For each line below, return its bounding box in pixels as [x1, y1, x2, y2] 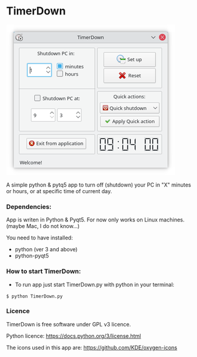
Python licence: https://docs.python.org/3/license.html [6, 332, 141, 340]
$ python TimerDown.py [6, 293, 63, 299]
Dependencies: [6, 202, 52, 211]
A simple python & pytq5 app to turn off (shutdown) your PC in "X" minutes [6, 181, 192, 188]
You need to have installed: [6, 234, 73, 241]
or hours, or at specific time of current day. [6, 187, 113, 194]
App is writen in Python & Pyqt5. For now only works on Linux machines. [6, 216, 184, 223]
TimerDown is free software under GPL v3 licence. [6, 320, 131, 328]
